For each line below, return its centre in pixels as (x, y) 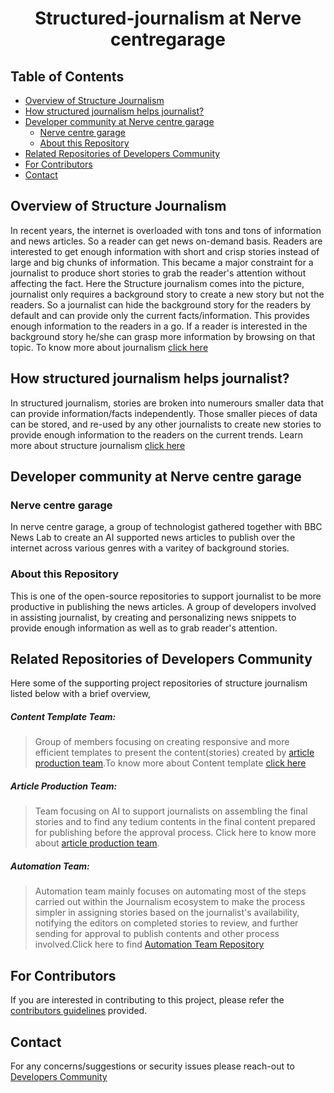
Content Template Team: (63, 717)
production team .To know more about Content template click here (170, 763)
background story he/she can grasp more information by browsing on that (163, 336)
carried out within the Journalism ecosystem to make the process (170, 902)
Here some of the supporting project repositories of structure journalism (159, 683)
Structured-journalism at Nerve (168, 18)
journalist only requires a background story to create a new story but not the (167, 294)
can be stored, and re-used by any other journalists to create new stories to (166, 424)
